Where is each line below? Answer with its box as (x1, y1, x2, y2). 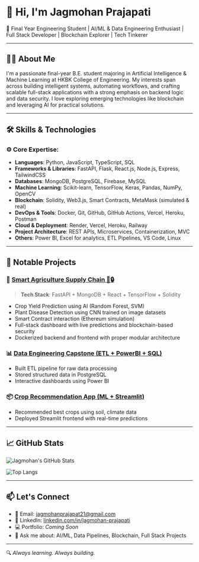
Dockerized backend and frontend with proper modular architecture (14, 334, 181, 341)
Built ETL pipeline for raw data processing (14, 365, 117, 372)
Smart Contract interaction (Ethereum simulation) (14, 315, 135, 322)
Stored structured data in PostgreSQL (14, 371, 107, 378)
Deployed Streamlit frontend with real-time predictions (14, 414, 148, 421)
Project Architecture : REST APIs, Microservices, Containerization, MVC (14, 228, 190, 235)
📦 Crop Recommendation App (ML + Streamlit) (6, 392, 145, 401)
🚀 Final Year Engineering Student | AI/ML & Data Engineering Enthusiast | (6, 25, 184, 32)
